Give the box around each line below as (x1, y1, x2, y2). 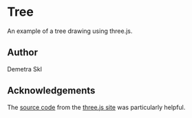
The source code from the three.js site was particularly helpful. (7, 103, 186, 111)
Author (7, 47, 38, 58)
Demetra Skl (7, 64, 43, 73)
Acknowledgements (7, 85, 96, 97)
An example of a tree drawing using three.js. (7, 27, 133, 35)
